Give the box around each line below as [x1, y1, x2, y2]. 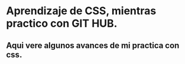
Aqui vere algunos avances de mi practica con [6, 40, 180, 50]
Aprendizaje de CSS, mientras [6, 4, 157, 18]
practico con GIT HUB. [6, 17, 118, 30]
